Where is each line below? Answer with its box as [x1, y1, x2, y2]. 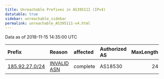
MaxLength [131, 49, 159, 56]
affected [73, 49, 94, 56]
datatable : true [5, 12, 38, 17]
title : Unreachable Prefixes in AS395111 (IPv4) [5, 7, 106, 12]
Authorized [100, 46, 127, 53]
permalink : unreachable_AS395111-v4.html [5, 20, 91, 26]
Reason [49, 49, 68, 56]
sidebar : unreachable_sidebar [5, 16, 67, 21]
